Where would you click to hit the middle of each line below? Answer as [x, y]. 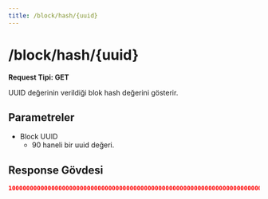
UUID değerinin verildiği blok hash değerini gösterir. [93, 92]
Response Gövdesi [56, 170]
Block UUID [39, 137]
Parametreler [41, 117]
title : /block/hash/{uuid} [53, 16]
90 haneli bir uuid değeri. [73, 145]
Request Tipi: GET [39, 77]
